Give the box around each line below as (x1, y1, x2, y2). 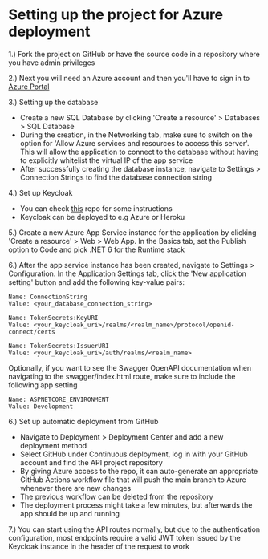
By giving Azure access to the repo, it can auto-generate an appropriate (19, 466, 258, 476)
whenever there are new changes (19, 483, 132, 492)
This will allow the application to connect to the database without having (19, 147, 259, 156)
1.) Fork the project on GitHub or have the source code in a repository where (8, 49, 261, 59)
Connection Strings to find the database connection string (19, 172, 213, 182)
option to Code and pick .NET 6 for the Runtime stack (8, 245, 185, 254)
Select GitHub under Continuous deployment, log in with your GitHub (19, 449, 249, 459)
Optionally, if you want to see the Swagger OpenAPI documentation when (8, 363, 252, 372)
